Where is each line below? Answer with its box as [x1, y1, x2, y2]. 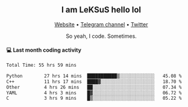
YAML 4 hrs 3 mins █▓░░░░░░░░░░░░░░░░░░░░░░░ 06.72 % [6, 90, 182, 96]
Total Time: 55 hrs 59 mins [6, 63, 77, 69]
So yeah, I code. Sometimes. [66, 32, 137, 40]
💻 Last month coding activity [6, 46, 81, 53]
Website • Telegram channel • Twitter [54, 20, 148, 28]
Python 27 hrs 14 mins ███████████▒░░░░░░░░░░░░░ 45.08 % [6, 73, 182, 79]
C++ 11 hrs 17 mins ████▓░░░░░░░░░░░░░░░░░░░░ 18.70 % [6, 78, 182, 85]
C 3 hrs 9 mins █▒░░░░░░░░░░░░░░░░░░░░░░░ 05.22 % [6, 96, 182, 102]
